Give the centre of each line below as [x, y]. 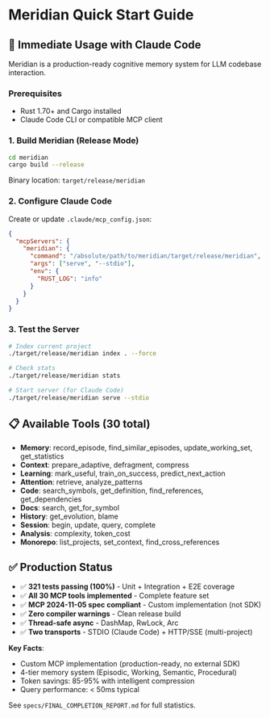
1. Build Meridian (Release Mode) [74, 141]
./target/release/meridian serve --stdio [79, 397]
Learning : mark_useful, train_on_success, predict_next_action [123, 473]
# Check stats [32, 368]
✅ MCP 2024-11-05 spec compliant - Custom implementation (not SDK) [141, 605]
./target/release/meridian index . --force [83, 354]
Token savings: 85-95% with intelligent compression [107, 681]
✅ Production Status [60, 567]
